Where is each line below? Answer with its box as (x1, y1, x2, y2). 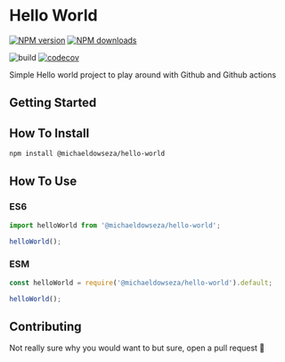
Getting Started (9, 95, 97, 111)
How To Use (9, 174, 77, 189)
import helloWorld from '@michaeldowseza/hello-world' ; (9, 220, 221, 230)
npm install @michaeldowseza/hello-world (9, 149, 166, 159)
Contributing (9, 318, 82, 334)
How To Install (9, 126, 90, 141)
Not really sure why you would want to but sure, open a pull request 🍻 (9, 342, 265, 353)
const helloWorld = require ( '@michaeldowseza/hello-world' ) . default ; (9, 278, 273, 287)
